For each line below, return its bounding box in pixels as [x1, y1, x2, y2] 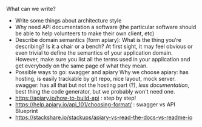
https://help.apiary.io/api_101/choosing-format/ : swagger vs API [15, 101, 176, 108]
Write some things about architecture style [15, 17, 122, 24]
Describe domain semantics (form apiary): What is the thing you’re [15, 36, 182, 43]
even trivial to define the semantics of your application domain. [15, 49, 173, 57]
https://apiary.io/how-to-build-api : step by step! [15, 94, 136, 101]
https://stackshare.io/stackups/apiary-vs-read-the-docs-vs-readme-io [15, 114, 193, 121]
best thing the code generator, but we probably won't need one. [15, 88, 175, 95]
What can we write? [6, 5, 56, 12]
